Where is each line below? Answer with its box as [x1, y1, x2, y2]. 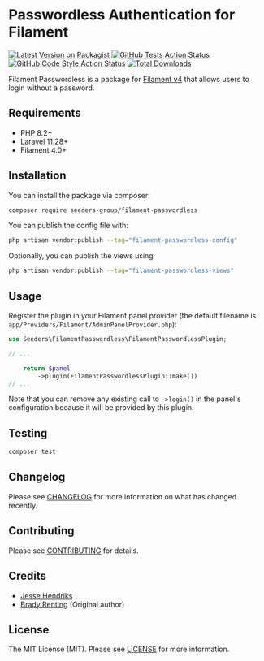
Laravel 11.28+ [19, 136, 69, 146]
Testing [8, 426, 48, 440]
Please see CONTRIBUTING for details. [8, 546, 140, 555]
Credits [8, 569, 47, 583]
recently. [8, 500, 38, 510]
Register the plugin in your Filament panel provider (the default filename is [8, 311, 257, 320]
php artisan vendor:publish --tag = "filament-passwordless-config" [8, 236, 238, 244]
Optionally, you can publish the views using [8, 251, 154, 261]
